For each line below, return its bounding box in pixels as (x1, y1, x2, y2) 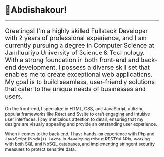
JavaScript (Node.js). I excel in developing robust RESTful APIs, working (5, 136, 150, 141)
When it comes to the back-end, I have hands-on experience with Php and (5, 131, 155, 137)
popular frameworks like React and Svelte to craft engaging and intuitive (5, 111, 150, 117)
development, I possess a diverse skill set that (18, 63, 150, 71)
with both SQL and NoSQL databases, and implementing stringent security (5, 141, 155, 147)
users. (5, 92, 23, 100)
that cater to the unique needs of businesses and (5, 85, 146, 93)
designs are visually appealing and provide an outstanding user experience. (5, 121, 157, 127)
